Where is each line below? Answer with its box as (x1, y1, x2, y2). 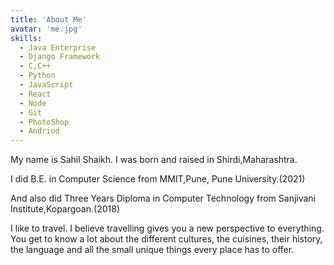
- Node (19, 98, 47, 108)
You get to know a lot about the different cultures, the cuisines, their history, (10, 233, 323, 245)
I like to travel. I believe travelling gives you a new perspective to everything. (10, 222, 325, 235)
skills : (10, 33, 43, 43)
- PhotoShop (19, 117, 70, 127)
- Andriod (19, 126, 60, 136)
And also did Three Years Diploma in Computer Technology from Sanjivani (10, 192, 317, 205)
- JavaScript (19, 80, 74, 90)
